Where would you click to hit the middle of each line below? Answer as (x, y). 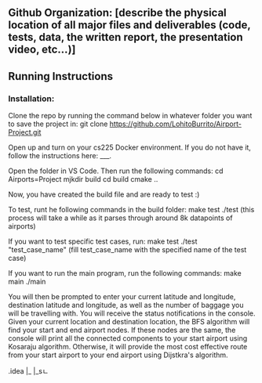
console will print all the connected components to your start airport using (128, 338)
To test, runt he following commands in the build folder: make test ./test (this (131, 210)
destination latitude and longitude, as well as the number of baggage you (126, 305)
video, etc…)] (42, 50)
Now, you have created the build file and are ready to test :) (104, 194)
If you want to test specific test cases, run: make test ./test (103, 241)
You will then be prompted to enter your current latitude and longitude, (122, 297)
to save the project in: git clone (58, 124)
